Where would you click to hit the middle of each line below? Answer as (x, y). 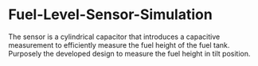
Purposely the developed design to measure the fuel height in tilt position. (129, 53)
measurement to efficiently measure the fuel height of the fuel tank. (119, 45)
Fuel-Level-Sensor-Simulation (110, 15)
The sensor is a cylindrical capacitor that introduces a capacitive (114, 37)
